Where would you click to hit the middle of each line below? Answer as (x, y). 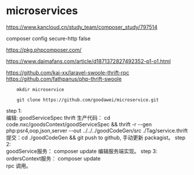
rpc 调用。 (19, 166)
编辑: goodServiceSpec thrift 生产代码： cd (58, 117)
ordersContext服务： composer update (53, 158)
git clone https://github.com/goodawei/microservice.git (88, 100)
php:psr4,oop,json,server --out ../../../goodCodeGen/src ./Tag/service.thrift (97, 130)
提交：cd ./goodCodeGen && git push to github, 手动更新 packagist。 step (96, 137)
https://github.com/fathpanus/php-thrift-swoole (64, 79)
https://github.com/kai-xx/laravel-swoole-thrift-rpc (68, 72)
